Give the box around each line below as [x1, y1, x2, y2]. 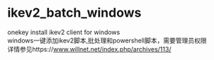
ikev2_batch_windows [7, 5, 142, 21]
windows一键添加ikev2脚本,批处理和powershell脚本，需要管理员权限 [7, 36, 207, 45]
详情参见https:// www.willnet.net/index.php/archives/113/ [7, 45, 171, 53]
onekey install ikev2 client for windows [7, 28, 120, 36]
